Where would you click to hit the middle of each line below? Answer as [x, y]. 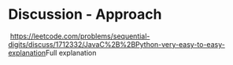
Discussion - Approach [85, 14]
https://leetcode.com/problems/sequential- [80, 36]
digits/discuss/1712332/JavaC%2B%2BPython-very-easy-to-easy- [117, 44]
